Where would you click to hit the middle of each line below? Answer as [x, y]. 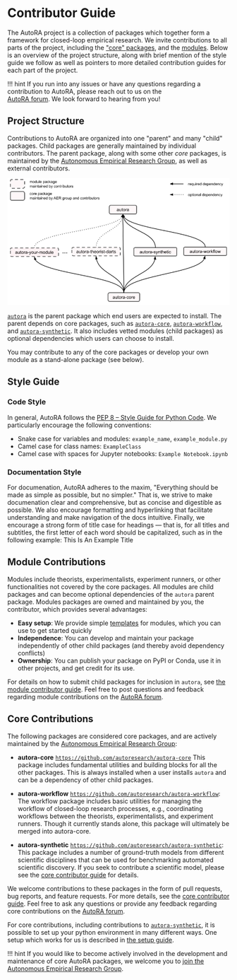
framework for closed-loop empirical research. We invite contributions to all [117, 40]
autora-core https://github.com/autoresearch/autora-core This [111, 757]
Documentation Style [44, 472]
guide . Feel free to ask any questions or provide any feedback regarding [112, 904]
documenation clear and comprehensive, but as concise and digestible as [115, 503]
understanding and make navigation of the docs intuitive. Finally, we [106, 518]
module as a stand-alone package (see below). [76, 360]
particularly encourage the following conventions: [79, 425]
